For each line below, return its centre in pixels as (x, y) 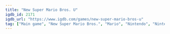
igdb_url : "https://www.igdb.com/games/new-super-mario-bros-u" (74, 19)
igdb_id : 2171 (20, 14)
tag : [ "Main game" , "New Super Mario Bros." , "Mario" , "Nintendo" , (78, 24)
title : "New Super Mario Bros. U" (42, 10)
